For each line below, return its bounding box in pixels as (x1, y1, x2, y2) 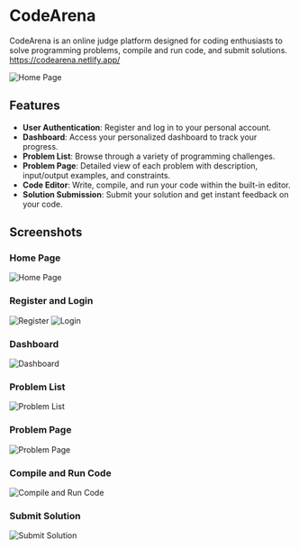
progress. (22, 141, 59, 151)
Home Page (9, 252, 61, 264)
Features (9, 98, 60, 114)
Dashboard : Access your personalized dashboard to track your (22, 132, 258, 142)
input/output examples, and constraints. (22, 169, 171, 180)
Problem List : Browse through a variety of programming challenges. (22, 151, 276, 161)
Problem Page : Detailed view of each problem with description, (22, 160, 258, 171)
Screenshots (9, 224, 83, 240)
